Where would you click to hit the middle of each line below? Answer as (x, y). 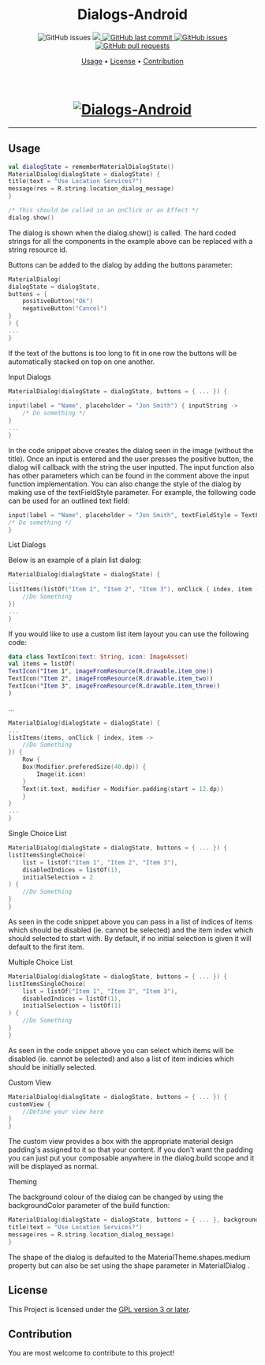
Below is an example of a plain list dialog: (75, 560)
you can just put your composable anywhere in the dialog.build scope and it (131, 1158)
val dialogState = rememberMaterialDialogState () (91, 167)
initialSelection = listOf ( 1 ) (72, 1006)
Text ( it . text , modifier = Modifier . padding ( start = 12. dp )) (123, 789)
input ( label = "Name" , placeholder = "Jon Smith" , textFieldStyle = (123, 515)
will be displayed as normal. (53, 1167)
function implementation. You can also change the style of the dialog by (125, 484)
